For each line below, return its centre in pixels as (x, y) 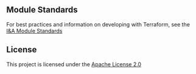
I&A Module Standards (34, 31)
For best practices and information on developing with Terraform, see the (98, 24)
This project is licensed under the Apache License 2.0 (74, 64)
